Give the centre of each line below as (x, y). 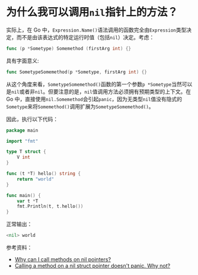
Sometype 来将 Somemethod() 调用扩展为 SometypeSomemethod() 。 (80, 106)
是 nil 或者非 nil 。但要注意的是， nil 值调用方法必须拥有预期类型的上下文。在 (99, 91)
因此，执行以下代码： (32, 119)
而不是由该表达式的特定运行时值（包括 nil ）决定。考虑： (85, 37)
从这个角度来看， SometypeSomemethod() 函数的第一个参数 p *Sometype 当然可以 (99, 84)
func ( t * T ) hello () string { (44, 174)
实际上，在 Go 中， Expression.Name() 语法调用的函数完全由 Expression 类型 (96, 30)
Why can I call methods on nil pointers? (63, 260)
